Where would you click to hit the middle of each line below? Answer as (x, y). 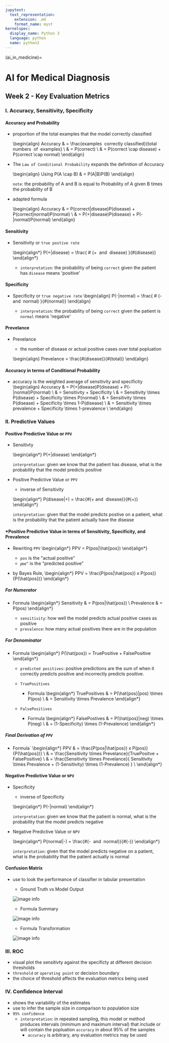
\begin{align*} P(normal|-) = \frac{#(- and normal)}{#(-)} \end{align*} (86, 841)
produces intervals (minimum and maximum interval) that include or (90, 1024)
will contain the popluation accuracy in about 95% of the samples (88, 1029)
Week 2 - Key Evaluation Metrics (58, 96)
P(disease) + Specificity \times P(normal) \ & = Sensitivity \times (79, 398)
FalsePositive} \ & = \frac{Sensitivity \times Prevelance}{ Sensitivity (82, 759)
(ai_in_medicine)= (24, 57)
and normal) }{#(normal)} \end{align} (52, 301)
